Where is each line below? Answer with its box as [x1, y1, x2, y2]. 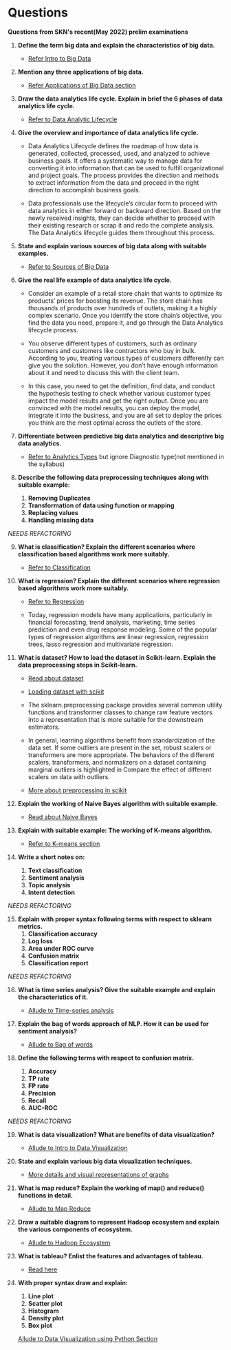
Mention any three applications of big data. [17, 68, 144, 76]
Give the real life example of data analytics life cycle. [17, 276, 173, 284]
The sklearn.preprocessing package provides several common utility [27, 701, 223, 709]
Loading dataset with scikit [27, 687, 104, 696]
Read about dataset [27, 674, 84, 682]
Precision [27, 1089, 56, 1097]
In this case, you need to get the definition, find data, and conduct [27, 381, 215, 390]
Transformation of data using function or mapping [27, 501, 175, 510]
